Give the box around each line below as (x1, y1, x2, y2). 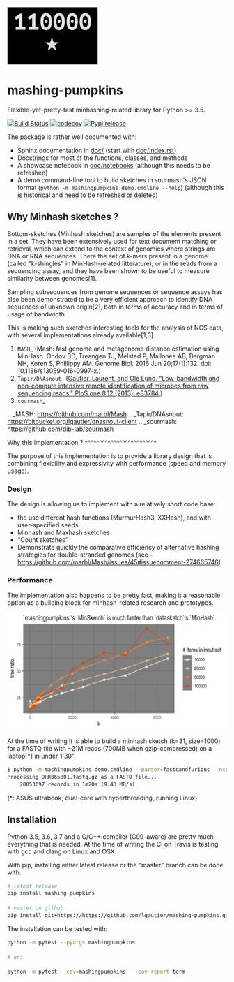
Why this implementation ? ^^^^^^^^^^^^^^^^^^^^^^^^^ (7, 438, 157, 446)
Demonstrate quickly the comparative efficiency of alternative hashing (17, 543, 219, 552)
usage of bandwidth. (7, 309, 67, 318)
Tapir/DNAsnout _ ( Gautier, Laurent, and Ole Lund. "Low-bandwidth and (17, 374, 220, 382)
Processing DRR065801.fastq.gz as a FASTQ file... (7, 773, 157, 780)
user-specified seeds (17, 521, 79, 529)
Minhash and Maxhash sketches (17, 528, 110, 537)
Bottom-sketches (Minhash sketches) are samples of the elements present (7, 229, 221, 237)
